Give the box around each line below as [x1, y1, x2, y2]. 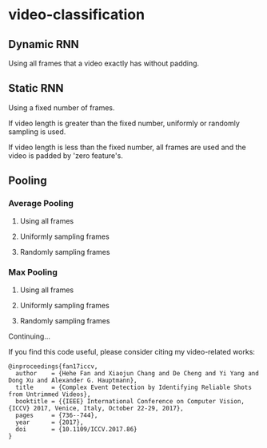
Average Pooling [8, 198, 74, 209]
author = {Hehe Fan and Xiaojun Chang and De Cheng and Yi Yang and [15, 369, 260, 377]
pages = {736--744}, [15, 411, 98, 419]
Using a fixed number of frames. [8, 102, 115, 113]
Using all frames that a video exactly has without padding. [8, 58, 200, 68]
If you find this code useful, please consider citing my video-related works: [8, 347, 256, 356]
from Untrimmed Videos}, [8, 390, 91, 398]
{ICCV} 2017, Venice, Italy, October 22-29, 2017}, [8, 404, 184, 412]
